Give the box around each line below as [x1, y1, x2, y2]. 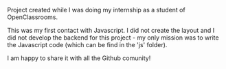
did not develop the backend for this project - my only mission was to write [7, 33, 219, 42]
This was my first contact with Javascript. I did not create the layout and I [7, 27, 215, 34]
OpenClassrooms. [7, 13, 58, 21]
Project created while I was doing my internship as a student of [7, 6, 185, 14]
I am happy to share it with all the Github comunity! [7, 54, 151, 62]
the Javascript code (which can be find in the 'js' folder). [7, 41, 168, 49]
